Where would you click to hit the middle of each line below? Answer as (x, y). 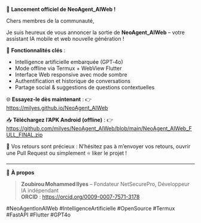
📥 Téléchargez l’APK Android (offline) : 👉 (60, 120)
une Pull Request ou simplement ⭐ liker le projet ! (67, 153)
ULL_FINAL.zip (25, 135)
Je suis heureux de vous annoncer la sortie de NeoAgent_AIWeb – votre (96, 32)
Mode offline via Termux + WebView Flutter (68, 68)
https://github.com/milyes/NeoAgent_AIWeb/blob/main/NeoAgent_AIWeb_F (99, 128)
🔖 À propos (20, 172)
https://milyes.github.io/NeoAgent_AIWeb (57, 108)
